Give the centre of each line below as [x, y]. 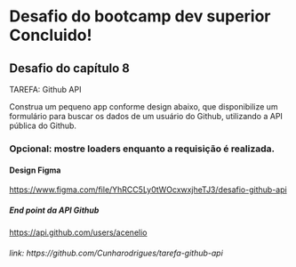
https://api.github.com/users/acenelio [78, 232]
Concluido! [51, 35]
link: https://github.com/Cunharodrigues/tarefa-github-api [116, 253]
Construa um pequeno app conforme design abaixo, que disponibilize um [144, 107]
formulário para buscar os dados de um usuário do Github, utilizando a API [146, 116]
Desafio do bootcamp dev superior [140, 16]
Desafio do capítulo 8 [70, 68]
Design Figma [35, 170]
